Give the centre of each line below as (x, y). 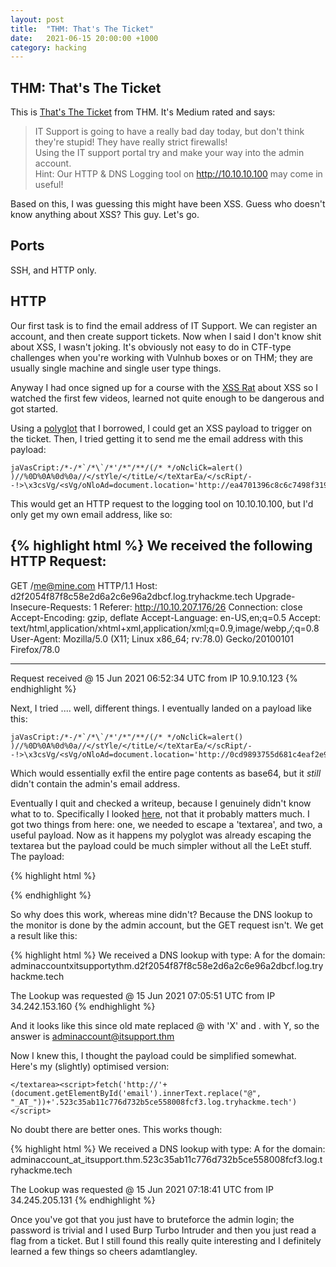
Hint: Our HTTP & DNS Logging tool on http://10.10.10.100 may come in (178, 174)
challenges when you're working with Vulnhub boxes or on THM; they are (161, 357)
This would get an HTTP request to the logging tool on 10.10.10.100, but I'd (162, 503)
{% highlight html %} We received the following (161, 546)
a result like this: (44, 935)
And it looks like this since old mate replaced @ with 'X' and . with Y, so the (165, 1025)
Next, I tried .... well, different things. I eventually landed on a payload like (161, 708)
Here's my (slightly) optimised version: (90, 1066)
